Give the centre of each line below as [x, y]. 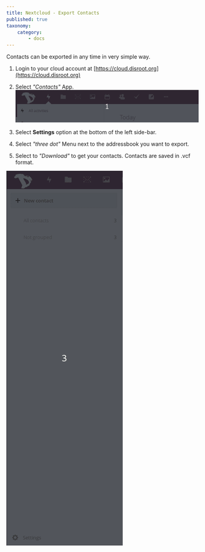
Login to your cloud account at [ [55, 69]
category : [30, 32]
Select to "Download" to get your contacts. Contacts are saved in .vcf [103, 156]
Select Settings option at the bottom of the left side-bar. [86, 132]
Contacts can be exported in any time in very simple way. [78, 57]
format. [24, 162]
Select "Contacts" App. [45, 87]
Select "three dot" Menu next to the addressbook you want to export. [102, 144]
